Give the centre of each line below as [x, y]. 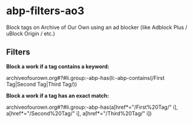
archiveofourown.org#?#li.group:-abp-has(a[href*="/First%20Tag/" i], [92, 107]
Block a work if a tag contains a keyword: [58, 66]
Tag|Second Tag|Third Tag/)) [42, 84]
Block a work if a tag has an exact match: [58, 95]
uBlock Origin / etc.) [31, 33]
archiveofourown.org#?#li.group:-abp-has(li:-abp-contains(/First [86, 77]
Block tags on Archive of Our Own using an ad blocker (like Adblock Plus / [97, 27]
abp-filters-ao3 [45, 11]
